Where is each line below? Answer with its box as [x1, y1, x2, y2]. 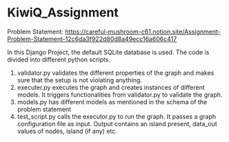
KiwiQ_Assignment [7, 5, 119, 21]
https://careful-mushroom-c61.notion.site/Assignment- [65, 27, 221, 36]
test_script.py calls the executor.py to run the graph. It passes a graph [17, 112, 216, 121]
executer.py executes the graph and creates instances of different [17, 83, 205, 91]
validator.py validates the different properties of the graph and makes [17, 69, 215, 77]
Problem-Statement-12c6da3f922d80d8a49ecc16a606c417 [7, 34, 177, 43]
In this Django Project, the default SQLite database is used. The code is [7, 48, 210, 56]
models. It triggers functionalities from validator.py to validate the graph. [17, 91, 223, 99]
